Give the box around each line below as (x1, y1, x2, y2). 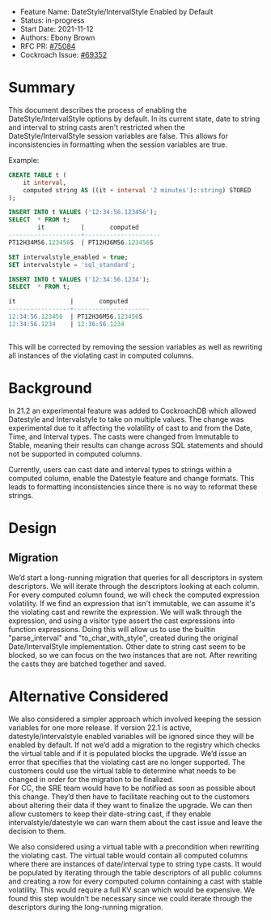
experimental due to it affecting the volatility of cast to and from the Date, (8, 423, 253, 432)
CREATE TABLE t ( (8, 170, 67, 179)
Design (8, 518, 57, 537)
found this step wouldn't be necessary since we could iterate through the (8, 893, 252, 903)
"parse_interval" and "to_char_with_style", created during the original (8, 633, 239, 643)
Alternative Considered (8, 687, 169, 705)
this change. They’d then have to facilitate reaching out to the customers (8, 791, 250, 802)
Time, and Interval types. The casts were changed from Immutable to (8, 432, 239, 441)
